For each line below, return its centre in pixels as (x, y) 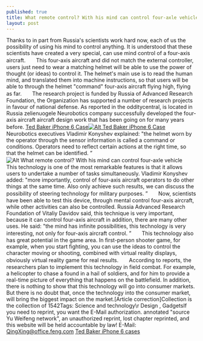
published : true (27, 12)
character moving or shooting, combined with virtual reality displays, (92, 253)
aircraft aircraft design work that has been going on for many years (101, 120)
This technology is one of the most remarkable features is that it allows (95, 167)
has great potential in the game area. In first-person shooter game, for (93, 240)
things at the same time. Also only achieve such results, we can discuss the (100, 187)
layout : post (23, 23)
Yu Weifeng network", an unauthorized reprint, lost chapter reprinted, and (98, 319)
